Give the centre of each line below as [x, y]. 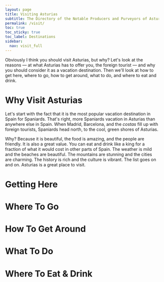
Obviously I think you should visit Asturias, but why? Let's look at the [74, 60]
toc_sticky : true [23, 32]
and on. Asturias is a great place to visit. [45, 164]
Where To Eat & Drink [49, 273]
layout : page [18, 10]
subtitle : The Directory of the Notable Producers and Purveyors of [76, 19]
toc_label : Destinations [30, 37]
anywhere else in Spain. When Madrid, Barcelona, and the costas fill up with [82, 124]
